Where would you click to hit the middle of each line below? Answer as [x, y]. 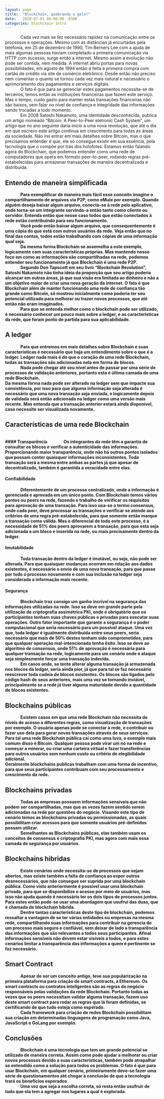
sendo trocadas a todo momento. [39, 110]
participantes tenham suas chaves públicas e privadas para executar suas [82, 617]
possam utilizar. [22, 828]
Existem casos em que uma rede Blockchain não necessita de [84, 717]
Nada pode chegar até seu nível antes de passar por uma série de [88, 367]
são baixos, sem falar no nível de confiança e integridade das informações [80, 105]
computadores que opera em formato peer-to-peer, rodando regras [73, 157]
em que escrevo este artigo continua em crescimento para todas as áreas [79, 131]
